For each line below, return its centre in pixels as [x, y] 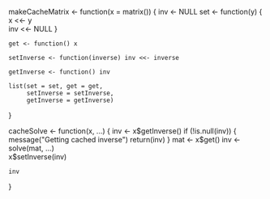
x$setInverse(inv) [38, 157]
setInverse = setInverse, [70, 93]
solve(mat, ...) [31, 148]
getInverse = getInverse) [70, 100]
